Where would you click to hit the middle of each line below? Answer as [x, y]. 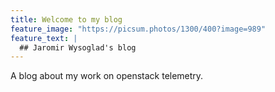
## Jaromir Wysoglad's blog [78, 47]
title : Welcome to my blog [66, 19]
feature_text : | [44, 38]
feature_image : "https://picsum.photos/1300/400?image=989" [138, 29]
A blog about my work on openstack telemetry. [107, 76]
